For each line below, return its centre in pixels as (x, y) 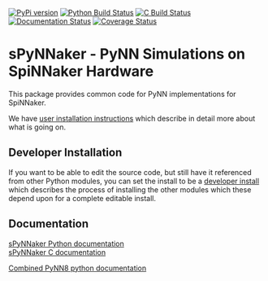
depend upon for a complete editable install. (82, 198)
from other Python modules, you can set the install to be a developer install (134, 181)
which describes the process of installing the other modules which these (130, 189)
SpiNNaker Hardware (81, 71)
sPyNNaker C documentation (57, 252)
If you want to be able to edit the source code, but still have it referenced (130, 172)
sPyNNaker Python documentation (66, 244)
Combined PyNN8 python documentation (78, 268)
